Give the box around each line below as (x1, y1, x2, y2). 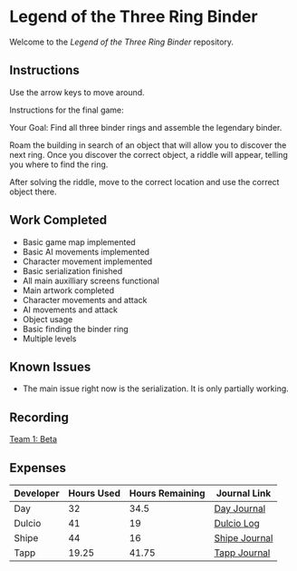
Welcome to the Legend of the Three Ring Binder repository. (9, 36, 234, 47)
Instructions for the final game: (9, 104, 124, 115)
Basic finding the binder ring (22, 323, 129, 334)
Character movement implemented (22, 256, 153, 267)
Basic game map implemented (22, 236, 136, 247)
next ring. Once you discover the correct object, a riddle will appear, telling (9, 149, 288, 160)
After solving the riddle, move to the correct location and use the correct (9, 176, 280, 187)
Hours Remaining (129, 487, 206, 499)
